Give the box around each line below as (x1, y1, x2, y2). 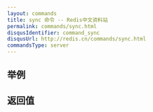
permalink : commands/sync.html (7, 23, 97, 30)
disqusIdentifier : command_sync (7, 29, 100, 36)
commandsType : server (7, 42, 70, 49)
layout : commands (7, 10, 57, 17)
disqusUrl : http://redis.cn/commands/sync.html (7, 36, 147, 43)
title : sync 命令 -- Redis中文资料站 (7, 16, 108, 23)
